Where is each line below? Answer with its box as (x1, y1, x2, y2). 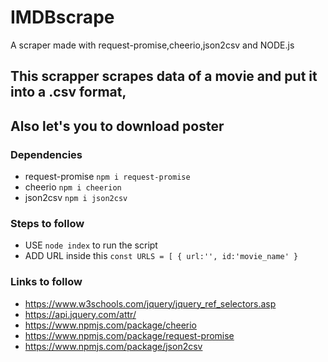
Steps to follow (10, 216, 85, 230)
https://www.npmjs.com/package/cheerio (24, 319, 198, 331)
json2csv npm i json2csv (24, 192, 128, 204)
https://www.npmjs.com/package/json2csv (24, 340, 203, 352)
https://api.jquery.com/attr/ (24, 308, 137, 320)
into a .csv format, (10, 84, 127, 101)
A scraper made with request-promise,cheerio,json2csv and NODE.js (10, 39, 295, 51)
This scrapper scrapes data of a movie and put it (10, 68, 318, 85)
